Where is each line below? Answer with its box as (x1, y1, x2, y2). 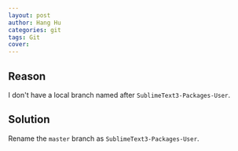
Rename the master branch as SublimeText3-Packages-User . (8, 134, 200, 143)
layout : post (8, 11, 51, 20)
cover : (8, 41, 30, 49)
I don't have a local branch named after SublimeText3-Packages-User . (8, 90, 231, 99)
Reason (8, 70, 46, 83)
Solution (8, 113, 50, 126)
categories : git (8, 26, 61, 34)
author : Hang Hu (8, 19, 61, 27)
